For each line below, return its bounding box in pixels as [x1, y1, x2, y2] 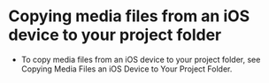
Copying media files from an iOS [8, 6, 250, 26]
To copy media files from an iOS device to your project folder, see [20, 54, 261, 64]
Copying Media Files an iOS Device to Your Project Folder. [20, 64, 233, 74]
